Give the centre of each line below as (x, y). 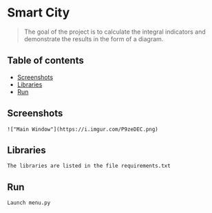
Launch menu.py (29, 203)
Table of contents (45, 61)
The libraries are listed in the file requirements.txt (89, 166)
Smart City (39, 13)
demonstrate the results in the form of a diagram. (94, 38)
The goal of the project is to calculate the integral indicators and (115, 32)
